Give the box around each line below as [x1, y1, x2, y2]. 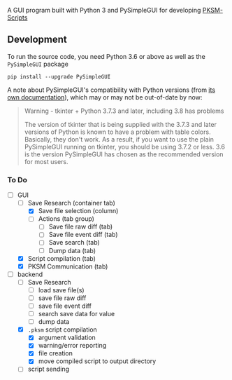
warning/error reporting [38, 341, 107, 350]
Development [7, 34, 68, 46]
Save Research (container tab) [27, 199, 115, 208]
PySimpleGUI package [7, 60, 68, 68]
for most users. [24, 157, 68, 165]
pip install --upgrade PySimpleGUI [7, 73, 111, 80]
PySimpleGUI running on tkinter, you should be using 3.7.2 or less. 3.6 [24, 142, 226, 151]
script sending [27, 365, 70, 374]
